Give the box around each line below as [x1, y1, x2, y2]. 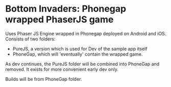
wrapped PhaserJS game [5, 14, 114, 25]
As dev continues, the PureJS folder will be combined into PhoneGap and [5, 61, 160, 67]
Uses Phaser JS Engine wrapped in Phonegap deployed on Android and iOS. [5, 30, 166, 36]
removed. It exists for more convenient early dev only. [5, 66, 118, 72]
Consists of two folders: [5, 36, 56, 42]
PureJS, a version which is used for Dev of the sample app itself [12, 46, 148, 52]
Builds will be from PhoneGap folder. [5, 76, 82, 82]
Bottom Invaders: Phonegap [5, 3, 127, 15]
